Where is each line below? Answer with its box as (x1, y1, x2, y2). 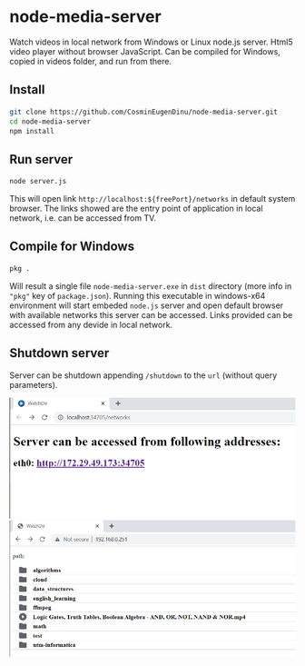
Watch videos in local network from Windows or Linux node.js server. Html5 (9, 36, 293, 47)
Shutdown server (9, 345, 110, 361)
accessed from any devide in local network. (9, 319, 173, 330)
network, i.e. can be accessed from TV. (9, 213, 157, 224)
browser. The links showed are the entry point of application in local (9, 203, 263, 214)
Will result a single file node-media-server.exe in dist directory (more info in (9, 280, 292, 292)
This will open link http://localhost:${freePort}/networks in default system (9, 194, 296, 204)
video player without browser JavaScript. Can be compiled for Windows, (9, 45, 281, 56)
